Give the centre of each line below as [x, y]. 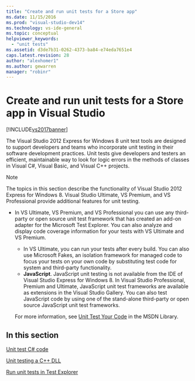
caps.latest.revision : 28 [37, 55]
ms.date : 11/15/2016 [31, 17]
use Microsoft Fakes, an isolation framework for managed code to [103, 255]
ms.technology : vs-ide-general [44, 28]
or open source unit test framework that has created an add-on [105, 219]
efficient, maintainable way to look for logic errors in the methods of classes [98, 160]
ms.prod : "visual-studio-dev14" [45, 22]
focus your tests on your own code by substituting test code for [100, 262]
